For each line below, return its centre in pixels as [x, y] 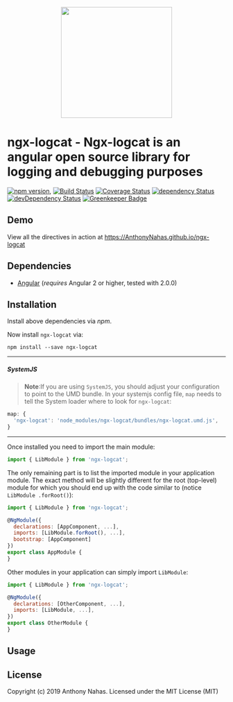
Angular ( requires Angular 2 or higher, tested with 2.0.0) [97, 283]
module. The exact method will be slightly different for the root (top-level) [112, 480]
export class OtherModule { [48, 623]
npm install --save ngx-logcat [52, 348]
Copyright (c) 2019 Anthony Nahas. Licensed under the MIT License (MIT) [113, 692]
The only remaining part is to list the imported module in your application [111, 472]
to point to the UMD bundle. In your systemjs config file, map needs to [123, 394]
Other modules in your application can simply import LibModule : [98, 572]
